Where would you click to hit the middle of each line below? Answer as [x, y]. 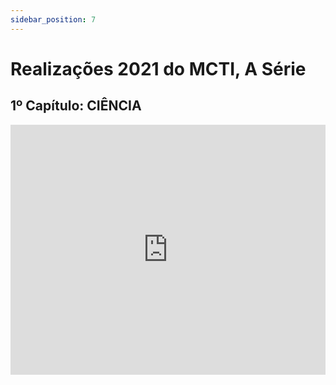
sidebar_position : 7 [53, 19]
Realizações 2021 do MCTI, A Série [158, 68]
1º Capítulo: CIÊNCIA [76, 106]
